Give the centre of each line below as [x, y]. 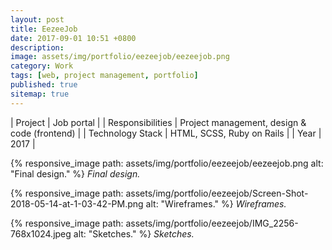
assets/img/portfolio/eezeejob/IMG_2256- [212, 223]
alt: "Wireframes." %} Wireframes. [216, 203]
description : [37, 47]
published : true [44, 85]
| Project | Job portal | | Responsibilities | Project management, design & [158, 122]
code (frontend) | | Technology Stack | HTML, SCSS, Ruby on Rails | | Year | [166, 133]
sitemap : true [40, 94]
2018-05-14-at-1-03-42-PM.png [77, 203]
